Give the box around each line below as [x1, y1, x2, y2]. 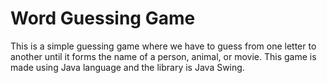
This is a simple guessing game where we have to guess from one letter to [10, 40, 317, 52]
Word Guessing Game [10, 7, 196, 30]
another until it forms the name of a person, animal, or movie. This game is [10, 50, 317, 62]
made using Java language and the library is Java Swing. [10, 61, 245, 73]
